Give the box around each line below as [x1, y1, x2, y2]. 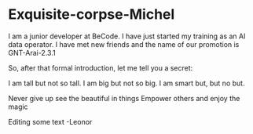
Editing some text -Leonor [8, 117, 93, 126]
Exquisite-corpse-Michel [8, 5, 175, 24]
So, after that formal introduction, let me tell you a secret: [8, 63, 193, 72]
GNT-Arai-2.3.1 [8, 48, 57, 57]
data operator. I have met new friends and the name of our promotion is [8, 39, 240, 49]
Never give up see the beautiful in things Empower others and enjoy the [8, 93, 240, 103]
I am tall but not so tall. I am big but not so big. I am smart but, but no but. [8, 78, 245, 88]
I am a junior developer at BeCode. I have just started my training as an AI [8, 31, 246, 41]
